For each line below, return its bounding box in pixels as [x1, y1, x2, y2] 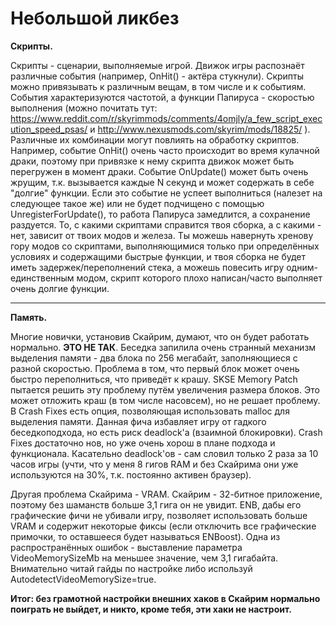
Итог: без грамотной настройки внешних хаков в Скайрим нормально [10, 592, 321, 604]
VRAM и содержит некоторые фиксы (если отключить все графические [10, 520, 317, 532]
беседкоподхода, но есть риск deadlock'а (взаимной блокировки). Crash [10, 426, 323, 438]
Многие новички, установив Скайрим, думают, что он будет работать [10, 330, 310, 342]
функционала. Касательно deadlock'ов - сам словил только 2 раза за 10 [10, 447, 319, 459]
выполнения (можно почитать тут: [10, 102, 158, 114]
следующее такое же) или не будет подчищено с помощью [10, 197, 265, 209]
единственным [10, 272, 75, 284]
